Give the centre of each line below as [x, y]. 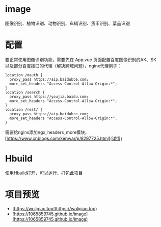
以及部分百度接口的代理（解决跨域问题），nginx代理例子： [63, 65]
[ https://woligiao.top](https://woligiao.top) [54, 208]
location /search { [25, 92]
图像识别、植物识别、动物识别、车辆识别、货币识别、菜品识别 [67, 23]
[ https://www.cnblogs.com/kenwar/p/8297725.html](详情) [64, 138]
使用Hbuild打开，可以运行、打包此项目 [44, 173]
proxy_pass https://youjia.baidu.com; [49, 97]
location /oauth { [24, 75]
